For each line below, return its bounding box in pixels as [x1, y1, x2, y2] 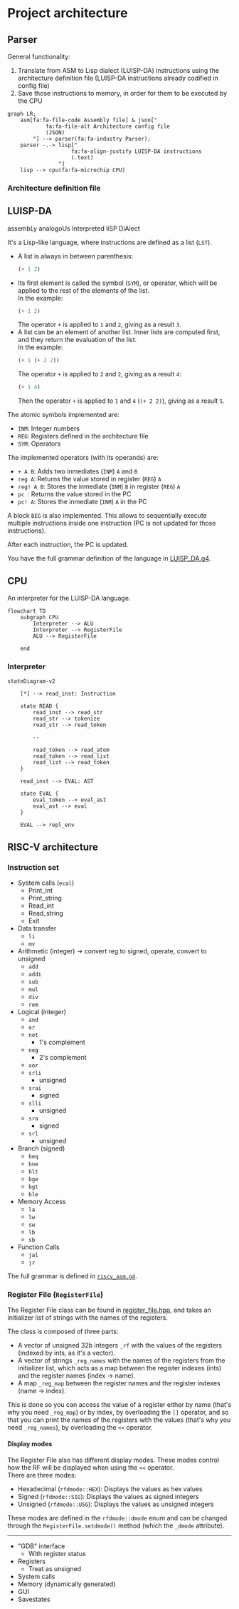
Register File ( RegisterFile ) [7, 1289, 104, 1299]
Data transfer [17, 924, 57, 933]
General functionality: [7, 52, 71, 61]
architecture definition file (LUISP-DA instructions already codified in [17, 74, 219, 82]
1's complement [38, 1038, 85, 1047]
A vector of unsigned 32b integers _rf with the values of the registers [17, 1341, 223, 1350]
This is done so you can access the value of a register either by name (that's [7, 1400, 232, 1409]
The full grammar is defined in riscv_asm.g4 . [7, 1272, 137, 1280]
